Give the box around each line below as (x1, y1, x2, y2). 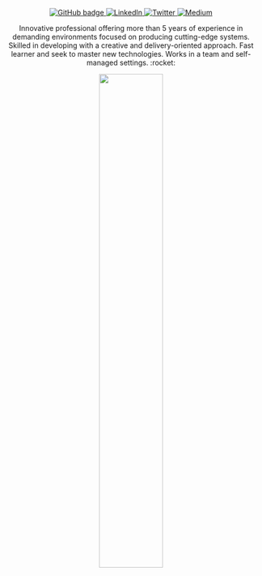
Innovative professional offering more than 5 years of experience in (19, 23, 243, 32)
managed (87, 58, 118, 67)
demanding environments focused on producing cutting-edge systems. (12, 32, 250, 41)
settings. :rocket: (119, 58, 175, 67)
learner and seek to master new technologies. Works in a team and (11, 49, 234, 58)
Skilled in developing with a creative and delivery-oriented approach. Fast (8, 41, 254, 50)
